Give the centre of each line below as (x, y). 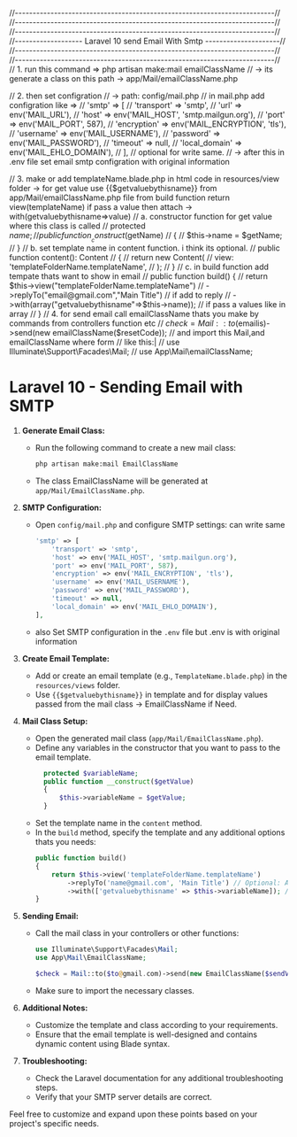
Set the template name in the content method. (118, 824)
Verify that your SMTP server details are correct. (123, 1096)
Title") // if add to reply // (186, 295)
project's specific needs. (54, 1123)
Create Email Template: (66, 658)
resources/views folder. (78, 685)
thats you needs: (65, 842)
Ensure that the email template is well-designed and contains (146, 1034)
